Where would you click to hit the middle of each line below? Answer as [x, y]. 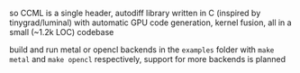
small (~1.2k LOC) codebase [62, 32]
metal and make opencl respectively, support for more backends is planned [148, 59]
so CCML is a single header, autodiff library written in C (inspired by [135, 13]
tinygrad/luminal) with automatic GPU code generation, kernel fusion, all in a [150, 23]
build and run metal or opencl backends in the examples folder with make [142, 50]
